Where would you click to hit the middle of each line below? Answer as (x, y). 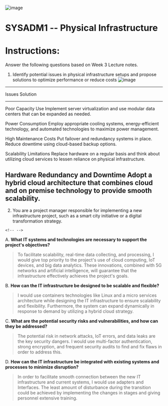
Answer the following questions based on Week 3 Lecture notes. (72, 65)
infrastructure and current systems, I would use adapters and (80, 382)
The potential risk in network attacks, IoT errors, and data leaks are (86, 336)
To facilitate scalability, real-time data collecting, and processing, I (85, 254)
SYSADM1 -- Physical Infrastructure (81, 28)
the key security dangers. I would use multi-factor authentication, (85, 341)
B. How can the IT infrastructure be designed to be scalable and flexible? (82, 285)
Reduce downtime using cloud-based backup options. (61, 144)
